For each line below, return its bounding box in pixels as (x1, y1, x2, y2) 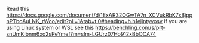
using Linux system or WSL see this (6, 24, 94, 31)
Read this (6, 5, 30, 12)
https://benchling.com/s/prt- (95, 24, 166, 31)
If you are (164, 18, 188, 24)
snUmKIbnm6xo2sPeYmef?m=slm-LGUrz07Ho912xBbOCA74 (6, 30, 157, 38)
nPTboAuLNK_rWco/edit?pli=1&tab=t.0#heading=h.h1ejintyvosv (6, 18, 163, 24)
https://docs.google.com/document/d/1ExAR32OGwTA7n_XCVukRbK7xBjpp (6, 11, 193, 19)
